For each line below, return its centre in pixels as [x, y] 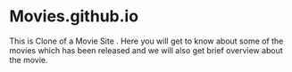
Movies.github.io [74, 16]
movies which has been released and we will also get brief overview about [146, 50]
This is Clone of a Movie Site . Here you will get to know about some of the [146, 41]
